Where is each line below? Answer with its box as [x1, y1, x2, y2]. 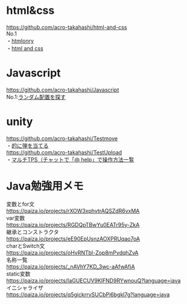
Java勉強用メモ [6, 179, 84, 193]
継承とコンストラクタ [6, 228, 59, 235]
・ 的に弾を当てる [6, 142, 49, 149]
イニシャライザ [6, 284, 43, 291]
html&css [6, 4, 55, 17]
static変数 [6, 270, 31, 277]
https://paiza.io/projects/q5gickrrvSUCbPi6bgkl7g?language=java [6, 291, 170, 298]
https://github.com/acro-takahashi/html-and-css [6, 24, 127, 31]
